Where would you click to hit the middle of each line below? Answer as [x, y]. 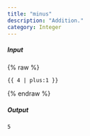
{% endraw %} [29, 93]
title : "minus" [30, 14]
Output [18, 110]
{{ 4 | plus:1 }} [33, 81]
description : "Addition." [45, 21]
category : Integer [34, 27]
